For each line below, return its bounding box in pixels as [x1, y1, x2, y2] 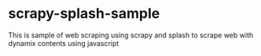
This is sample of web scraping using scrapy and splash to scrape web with [8, 30, 254, 40]
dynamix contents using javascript [8, 38, 119, 47]
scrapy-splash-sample [8, 5, 160, 23]
